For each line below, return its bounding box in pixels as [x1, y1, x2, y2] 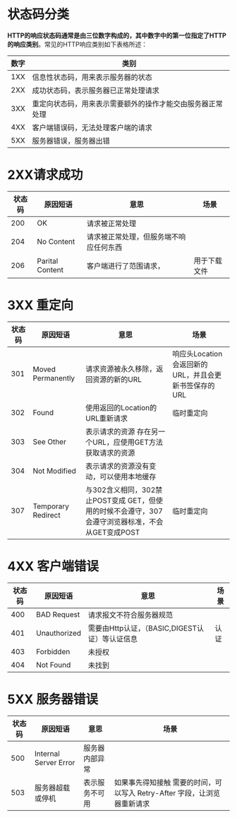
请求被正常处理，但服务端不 [87, 231, 179, 241]
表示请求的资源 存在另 [85, 426, 159, 436]
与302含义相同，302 [85, 485, 156, 495]
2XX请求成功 [7, 167, 83, 183]
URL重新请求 [85, 413, 128, 423]
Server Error [34, 757, 75, 767]
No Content [37, 236, 75, 246]
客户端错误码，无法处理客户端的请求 [32, 122, 153, 132]
